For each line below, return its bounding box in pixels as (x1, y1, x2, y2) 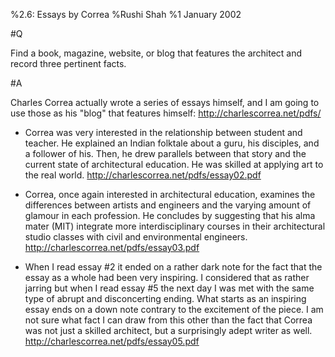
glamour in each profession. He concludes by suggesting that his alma (24, 210, 316, 221)
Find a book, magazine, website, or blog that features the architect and (10, 47, 303, 59)
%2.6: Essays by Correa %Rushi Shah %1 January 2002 (10, 9, 242, 20)
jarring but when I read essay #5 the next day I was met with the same (24, 282, 315, 294)
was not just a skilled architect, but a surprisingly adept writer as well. (24, 325, 313, 336)
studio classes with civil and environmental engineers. (24, 231, 248, 243)
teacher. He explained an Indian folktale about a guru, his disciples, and (24, 137, 320, 149)
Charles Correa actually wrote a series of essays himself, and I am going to (10, 97, 320, 108)
